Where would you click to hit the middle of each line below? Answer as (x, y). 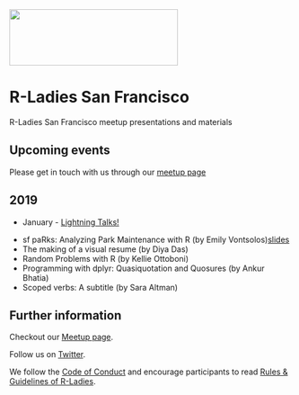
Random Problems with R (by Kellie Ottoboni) (106, 258)
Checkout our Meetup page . (62, 337)
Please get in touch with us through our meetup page (108, 172)
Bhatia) (35, 277)
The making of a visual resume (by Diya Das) (105, 249)
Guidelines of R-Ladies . (53, 382)
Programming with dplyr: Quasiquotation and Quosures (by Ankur (143, 268)
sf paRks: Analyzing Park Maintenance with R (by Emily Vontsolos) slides (156, 239)
